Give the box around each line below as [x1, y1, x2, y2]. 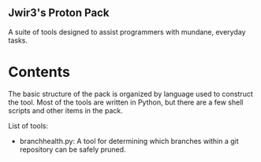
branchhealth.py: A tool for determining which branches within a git [19, 136, 239, 145]
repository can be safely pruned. [19, 145, 126, 154]
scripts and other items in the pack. [8, 105, 124, 115]
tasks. [8, 35, 28, 45]
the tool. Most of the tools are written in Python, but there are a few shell [8, 98, 244, 107]
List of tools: [8, 121, 49, 131]
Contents [8, 63, 71, 81]
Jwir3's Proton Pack [8, 6, 110, 20]
